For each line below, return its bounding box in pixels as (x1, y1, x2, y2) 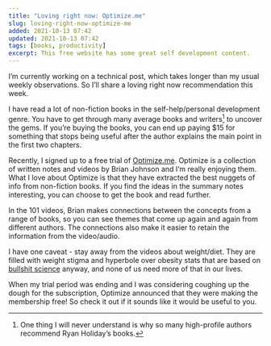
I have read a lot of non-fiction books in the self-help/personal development (8, 104, 261, 114)
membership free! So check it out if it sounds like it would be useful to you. (8, 296, 257, 306)
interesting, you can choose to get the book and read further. (8, 190, 211, 199)
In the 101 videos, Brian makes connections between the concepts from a (8, 205, 252, 215)
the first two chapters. (8, 140, 82, 149)
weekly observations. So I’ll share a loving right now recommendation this (8, 80, 253, 90)
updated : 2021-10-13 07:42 (8, 34, 99, 43)
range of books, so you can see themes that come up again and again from (8, 214, 258, 223)
